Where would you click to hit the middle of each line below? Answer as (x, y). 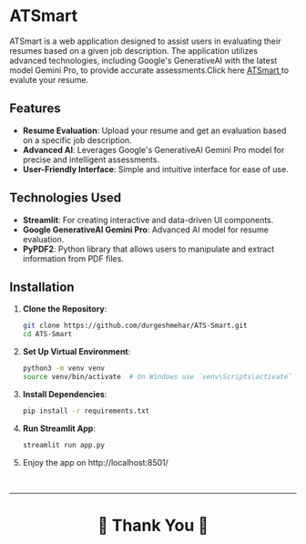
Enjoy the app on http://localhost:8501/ (95, 462)
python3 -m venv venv (64, 369)
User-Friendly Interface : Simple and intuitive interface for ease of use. (155, 169)
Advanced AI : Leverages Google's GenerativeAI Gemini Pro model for (153, 149)
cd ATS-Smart (47, 334)
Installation (42, 287)
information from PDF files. (73, 258)
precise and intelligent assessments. (91, 159)
